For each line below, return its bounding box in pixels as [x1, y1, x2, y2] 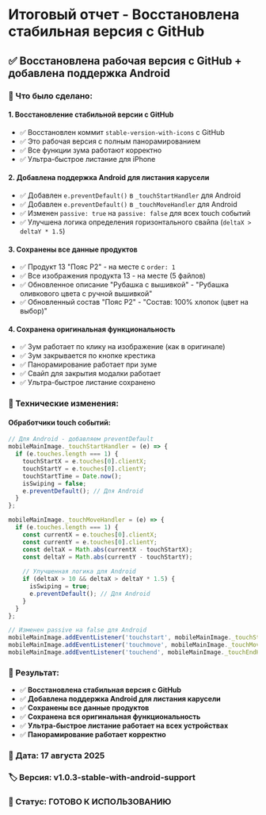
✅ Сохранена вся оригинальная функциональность [19, 712, 201, 721]
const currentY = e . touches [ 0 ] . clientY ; [22, 538, 158, 546]
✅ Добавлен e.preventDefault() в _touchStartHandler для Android [19, 190, 241, 200]
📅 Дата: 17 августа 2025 [8, 750, 105, 761]
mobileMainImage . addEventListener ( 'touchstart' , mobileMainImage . [8, 633, 232, 642]
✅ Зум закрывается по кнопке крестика [19, 351, 156, 360]
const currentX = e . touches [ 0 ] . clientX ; [22, 530, 158, 539]
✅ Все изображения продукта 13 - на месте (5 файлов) [19, 271, 206, 281]
